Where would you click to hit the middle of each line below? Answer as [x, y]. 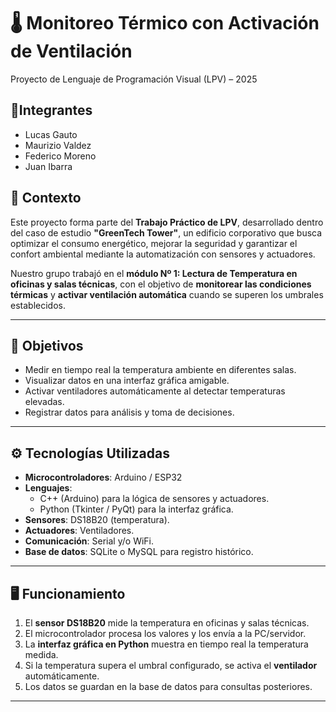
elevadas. [44, 402]
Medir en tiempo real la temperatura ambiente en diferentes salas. [160, 370]
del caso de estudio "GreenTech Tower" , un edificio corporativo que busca [166, 232]
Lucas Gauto [51, 134]
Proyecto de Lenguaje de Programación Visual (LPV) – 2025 [134, 79]
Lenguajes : [48, 488]
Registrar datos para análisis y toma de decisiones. [129, 412]
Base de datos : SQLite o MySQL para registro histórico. [139, 552]
